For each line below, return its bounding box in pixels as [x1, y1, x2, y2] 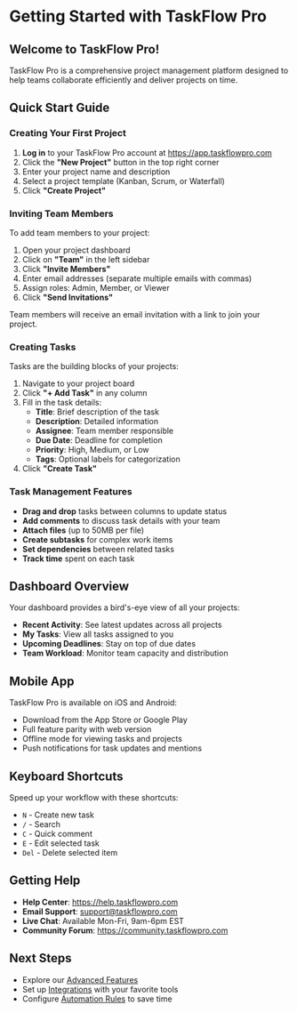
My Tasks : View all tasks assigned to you [21, 629, 174, 639]
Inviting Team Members [9, 207, 114, 220]
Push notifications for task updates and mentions [21, 743, 203, 753]
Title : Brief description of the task [35, 406, 160, 417]
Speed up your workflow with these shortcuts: [9, 792, 179, 803]
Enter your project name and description [21, 166, 171, 177]
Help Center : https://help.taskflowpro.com [21, 896, 179, 907]
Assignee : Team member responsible [35, 425, 174, 437]
